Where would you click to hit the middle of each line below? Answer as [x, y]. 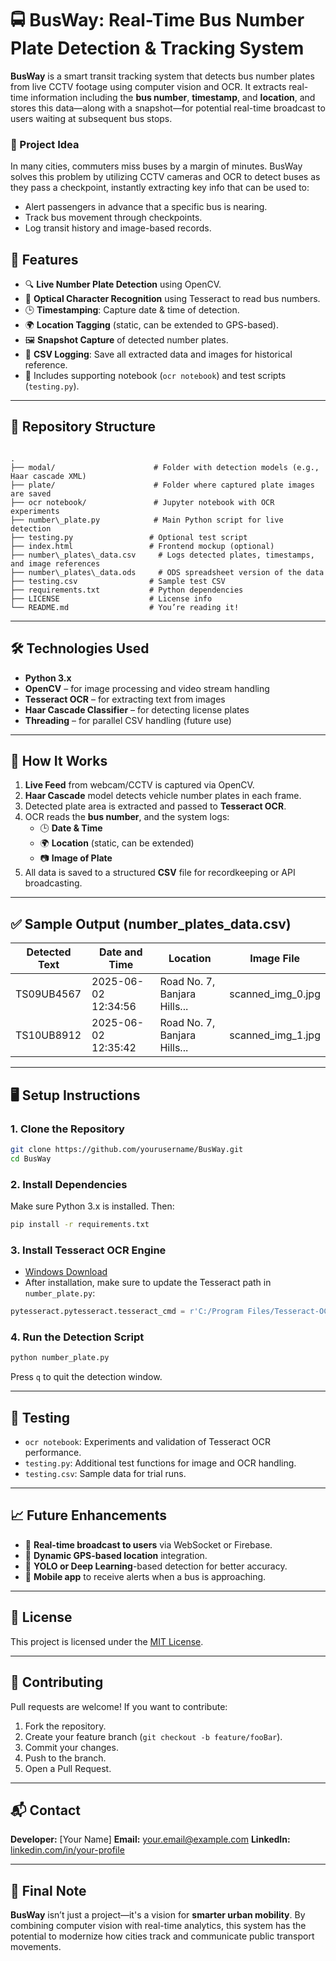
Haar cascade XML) [48, 476]
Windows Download [66, 1272]
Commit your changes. [71, 1747]
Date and [120, 952]
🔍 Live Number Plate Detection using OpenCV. [123, 284]
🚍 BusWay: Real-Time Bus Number [157, 20]
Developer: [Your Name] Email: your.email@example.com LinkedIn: [150, 1839]
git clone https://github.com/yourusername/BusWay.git [127, 1149]
